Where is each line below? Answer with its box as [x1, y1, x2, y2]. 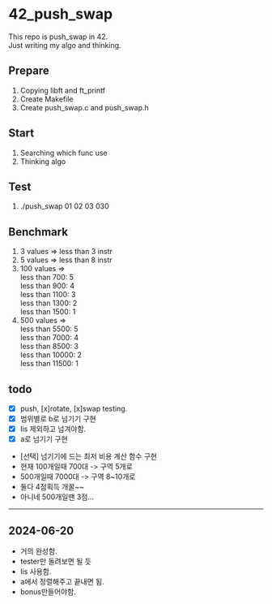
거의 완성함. [19, 546, 58, 556]
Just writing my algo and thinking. [8, 40, 121, 50]
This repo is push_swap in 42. [8, 32, 108, 41]
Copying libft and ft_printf [19, 85, 106, 95]
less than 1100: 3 [19, 290, 76, 300]
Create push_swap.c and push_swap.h [19, 102, 150, 112]
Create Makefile [19, 94, 74, 104]
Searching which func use [19, 148, 108, 157]
